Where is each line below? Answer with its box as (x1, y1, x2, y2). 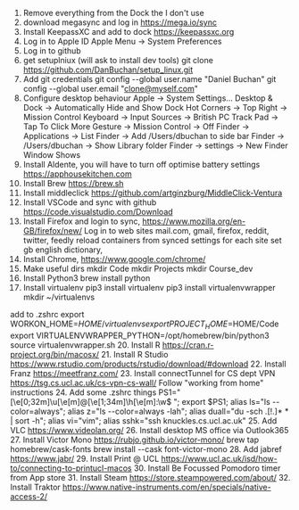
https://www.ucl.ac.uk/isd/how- (161, 453, 278, 464)
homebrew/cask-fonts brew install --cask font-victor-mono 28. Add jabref (10, 443, 282, 454)
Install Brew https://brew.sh (22, 178, 124, 188)
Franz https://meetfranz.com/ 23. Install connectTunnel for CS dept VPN (10, 367, 276, 378)
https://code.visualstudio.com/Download (22, 207, 173, 217)
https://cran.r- (162, 339, 214, 350)
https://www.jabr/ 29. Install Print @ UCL (10, 453, 160, 464)
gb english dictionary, (22, 244, 104, 255)
